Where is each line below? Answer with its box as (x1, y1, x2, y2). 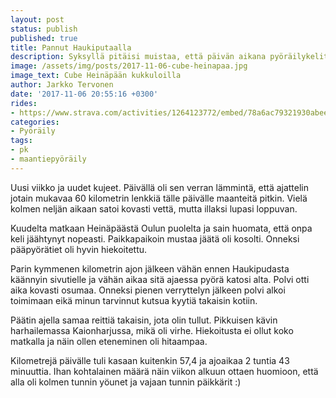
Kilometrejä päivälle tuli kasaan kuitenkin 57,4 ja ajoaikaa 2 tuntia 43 (10, 354, 290, 366)
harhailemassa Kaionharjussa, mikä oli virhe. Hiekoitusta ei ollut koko (10, 324, 294, 336)
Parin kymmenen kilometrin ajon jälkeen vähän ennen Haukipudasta (10, 262, 290, 275)
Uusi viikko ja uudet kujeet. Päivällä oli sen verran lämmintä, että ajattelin (10, 181, 310, 193)
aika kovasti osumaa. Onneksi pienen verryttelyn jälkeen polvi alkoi (10, 284, 286, 296)
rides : (10, 98, 38, 108)
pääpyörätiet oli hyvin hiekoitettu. (10, 243, 148, 255)
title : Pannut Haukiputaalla (10, 42, 132, 53)
